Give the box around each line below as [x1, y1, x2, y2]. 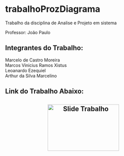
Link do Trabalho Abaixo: [5, 87, 84, 96]
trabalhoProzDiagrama [5, 3, 101, 15]
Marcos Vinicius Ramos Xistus [5, 62, 67, 68]
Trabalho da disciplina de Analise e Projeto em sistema [5, 20, 117, 26]
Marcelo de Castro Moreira [5, 57, 61, 63]
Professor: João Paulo [5, 29, 51, 35]
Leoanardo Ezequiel [5, 67, 46, 73]
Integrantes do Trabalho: [5, 44, 83, 52]
